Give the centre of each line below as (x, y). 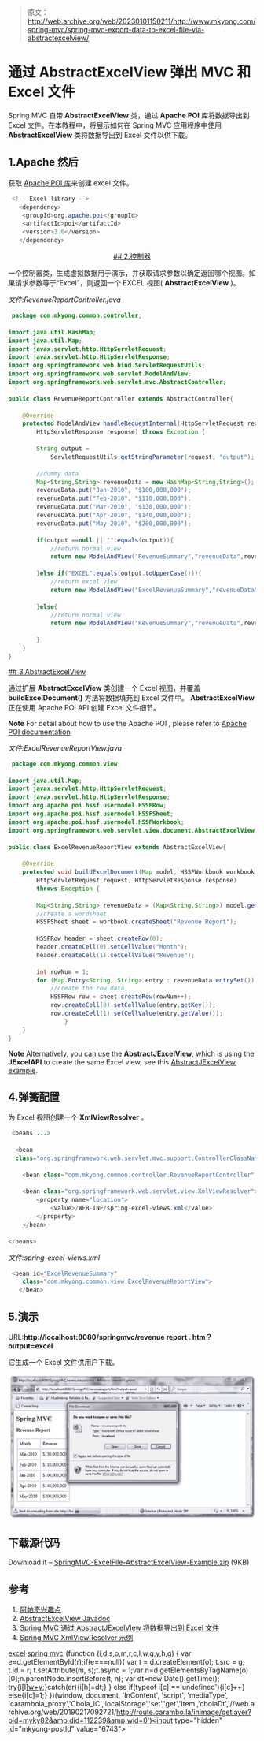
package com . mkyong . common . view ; (66, 764)
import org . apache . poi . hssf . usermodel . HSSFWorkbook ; (96, 822)
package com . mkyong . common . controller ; (77, 315)
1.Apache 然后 (43, 162)
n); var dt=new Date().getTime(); (167, 1679)
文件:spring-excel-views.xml (54, 1258)
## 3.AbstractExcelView (47, 671)
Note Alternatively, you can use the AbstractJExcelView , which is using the (131, 1053)
